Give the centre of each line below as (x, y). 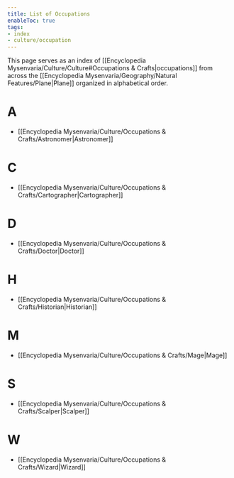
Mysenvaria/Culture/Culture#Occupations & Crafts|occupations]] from (110, 68)
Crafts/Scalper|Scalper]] (54, 411)
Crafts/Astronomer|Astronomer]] (65, 139)
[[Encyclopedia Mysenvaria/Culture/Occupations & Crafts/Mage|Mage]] (122, 355)
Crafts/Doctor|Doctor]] (51, 251)
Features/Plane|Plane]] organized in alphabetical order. (88, 83)
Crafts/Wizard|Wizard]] (52, 467)
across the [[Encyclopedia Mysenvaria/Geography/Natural (92, 76)
